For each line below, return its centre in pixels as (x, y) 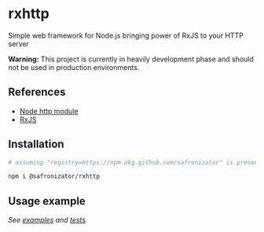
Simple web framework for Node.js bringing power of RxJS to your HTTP (126, 35)
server (19, 43)
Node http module (49, 111)
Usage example (47, 201)
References (37, 92)
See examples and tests (47, 220)
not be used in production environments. (74, 67)
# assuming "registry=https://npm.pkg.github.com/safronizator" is (121, 162)
